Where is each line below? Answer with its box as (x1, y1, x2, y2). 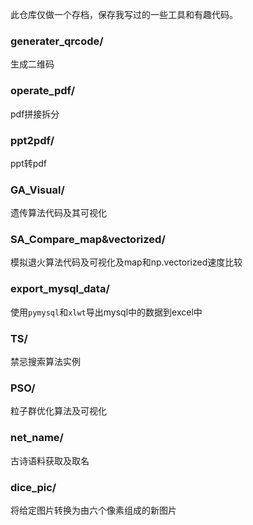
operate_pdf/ (10, 84, 76, 98)
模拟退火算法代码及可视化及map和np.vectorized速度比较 (10, 256, 243, 268)
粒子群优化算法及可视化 (10, 405, 107, 417)
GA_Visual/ (10, 183, 65, 197)
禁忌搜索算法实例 (10, 356, 81, 368)
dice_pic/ (10, 480, 57, 494)
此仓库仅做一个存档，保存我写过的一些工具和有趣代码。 (10, 9, 238, 20)
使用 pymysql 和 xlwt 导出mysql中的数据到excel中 (10, 306, 203, 318)
